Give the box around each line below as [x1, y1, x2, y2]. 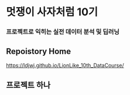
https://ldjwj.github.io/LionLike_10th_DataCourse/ [6, 62, 124, 69]
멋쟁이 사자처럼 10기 [6, 5, 98, 19]
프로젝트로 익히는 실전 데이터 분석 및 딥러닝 [6, 28, 120, 36]
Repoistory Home [6, 46, 71, 56]
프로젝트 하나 [6, 80, 51, 90]
